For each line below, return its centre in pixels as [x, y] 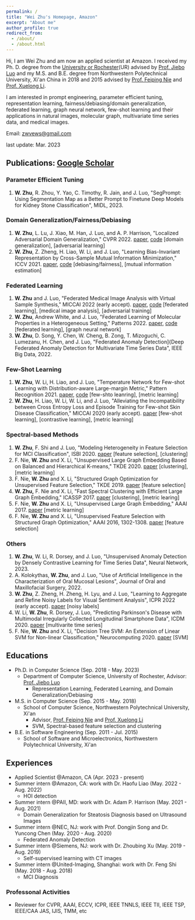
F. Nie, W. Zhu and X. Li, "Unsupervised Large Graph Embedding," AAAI [101, 503]
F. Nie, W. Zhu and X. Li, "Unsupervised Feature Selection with [90, 516]
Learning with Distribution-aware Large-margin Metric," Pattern [91, 389]
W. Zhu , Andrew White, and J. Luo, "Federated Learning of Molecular [98, 317]
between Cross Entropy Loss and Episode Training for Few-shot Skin [97, 407]
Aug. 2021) [27, 808]
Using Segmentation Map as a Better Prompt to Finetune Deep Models [99, 199]
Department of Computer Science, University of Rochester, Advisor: [105, 676]
